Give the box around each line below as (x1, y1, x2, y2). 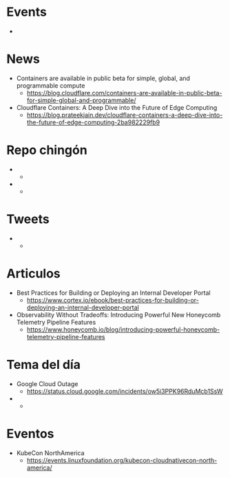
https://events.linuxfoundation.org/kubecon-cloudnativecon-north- (26, 456, 218, 464)
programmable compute (16, 81, 85, 90)
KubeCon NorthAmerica (16, 448, 85, 457)
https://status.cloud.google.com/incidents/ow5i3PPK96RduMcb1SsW (26, 387, 223, 395)
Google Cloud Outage (16, 379, 79, 388)
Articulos (6, 265, 61, 281)
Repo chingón (6, 142, 87, 158)
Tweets (6, 211, 50, 227)
